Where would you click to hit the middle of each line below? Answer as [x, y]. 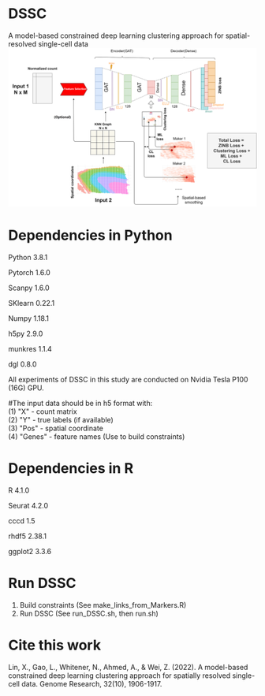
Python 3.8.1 [28, 257]
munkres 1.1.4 [30, 348]
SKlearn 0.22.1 [32, 303]
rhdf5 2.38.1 [28, 536]
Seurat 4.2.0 [28, 505]
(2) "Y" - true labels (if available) [61, 419]
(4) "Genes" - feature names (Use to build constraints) [97, 436]
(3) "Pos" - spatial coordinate [56, 428]
